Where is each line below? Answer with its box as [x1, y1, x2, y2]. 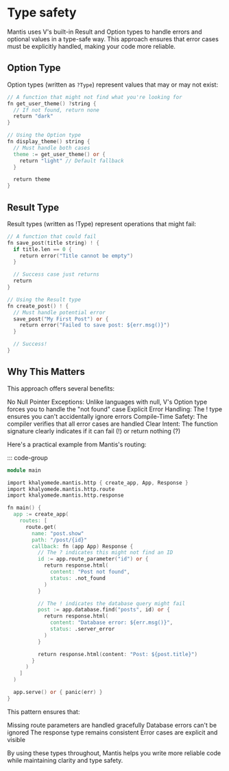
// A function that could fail [7, 232, 97, 240]
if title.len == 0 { [13, 246, 72, 252]
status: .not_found [50, 574, 106, 582]
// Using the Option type [7, 132, 81, 139]
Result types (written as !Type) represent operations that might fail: [7, 219, 197, 228]
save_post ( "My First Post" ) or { [13, 315, 109, 323]
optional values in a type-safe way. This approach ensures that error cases [7, 34, 219, 43]
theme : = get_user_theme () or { [13, 151, 106, 158]
